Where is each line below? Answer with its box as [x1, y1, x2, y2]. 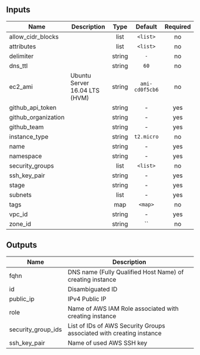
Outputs [6, 240, 37, 250]
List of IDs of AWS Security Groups [67, 322, 165, 330]
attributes [9, 42, 36, 50]
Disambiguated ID [67, 285, 118, 293]
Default [136, 22, 158, 30]
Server [70, 79, 89, 87]
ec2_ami [9, 82, 33, 91]
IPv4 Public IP [67, 295, 107, 303]
